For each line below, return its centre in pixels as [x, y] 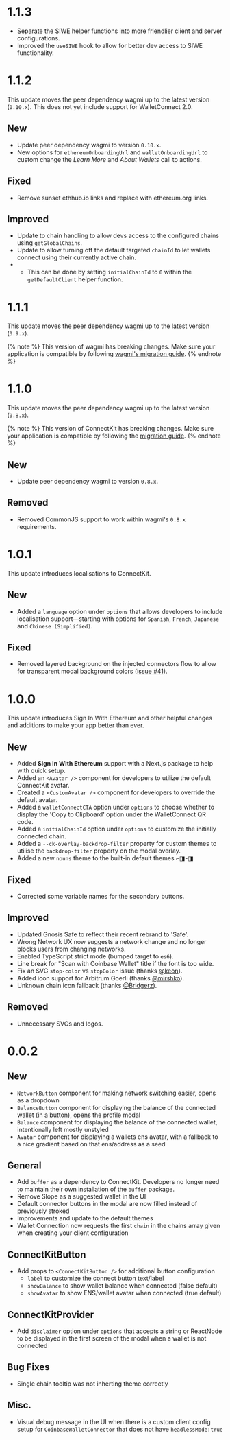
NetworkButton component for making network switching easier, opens [116, 1093]
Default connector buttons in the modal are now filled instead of [107, 1204]
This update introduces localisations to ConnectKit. [79, 573]
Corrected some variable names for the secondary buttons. [101, 896]
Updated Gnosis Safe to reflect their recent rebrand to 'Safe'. [103, 934]
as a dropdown [38, 1100]
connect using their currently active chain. [77, 257]
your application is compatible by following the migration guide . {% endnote [114, 436]
